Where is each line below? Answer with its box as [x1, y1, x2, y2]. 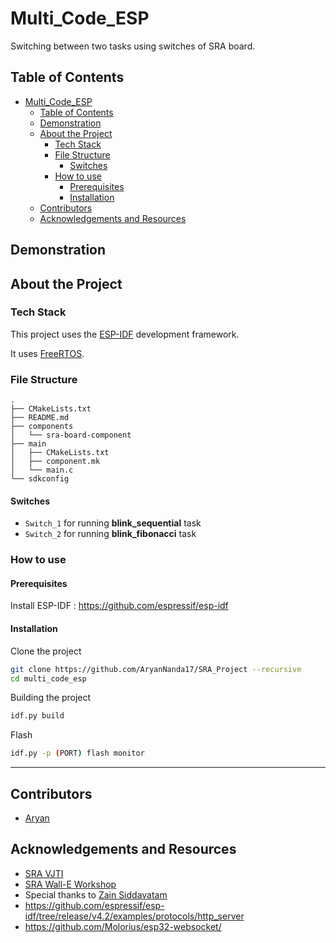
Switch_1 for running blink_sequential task [24, 517, 202, 529]
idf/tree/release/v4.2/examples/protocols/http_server [24, 910, 245, 922]
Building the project [10, 692, 92, 704]
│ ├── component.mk [10, 457, 101, 467]
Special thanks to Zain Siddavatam [24, 888, 168, 901]
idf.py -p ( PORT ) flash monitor [10, 748, 145, 759]
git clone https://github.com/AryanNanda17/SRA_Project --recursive [10, 664, 302, 674]
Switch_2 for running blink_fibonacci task [24, 528, 197, 540]
